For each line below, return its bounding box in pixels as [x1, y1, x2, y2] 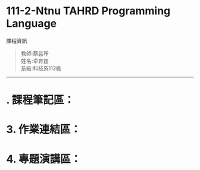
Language [6, 17, 57, 30]
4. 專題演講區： [6, 152, 82, 166]
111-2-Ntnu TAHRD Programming [6, 4, 171, 18]
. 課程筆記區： [6, 93, 75, 107]
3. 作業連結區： [6, 123, 82, 136]
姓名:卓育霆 [20, 57, 49, 64]
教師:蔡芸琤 [20, 49, 49, 57]
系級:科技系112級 [20, 64, 61, 72]
